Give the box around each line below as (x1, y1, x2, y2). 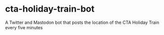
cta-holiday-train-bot (5, 3, 95, 15)
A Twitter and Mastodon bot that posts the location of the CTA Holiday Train (5, 19, 160, 25)
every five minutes (5, 24, 43, 30)
